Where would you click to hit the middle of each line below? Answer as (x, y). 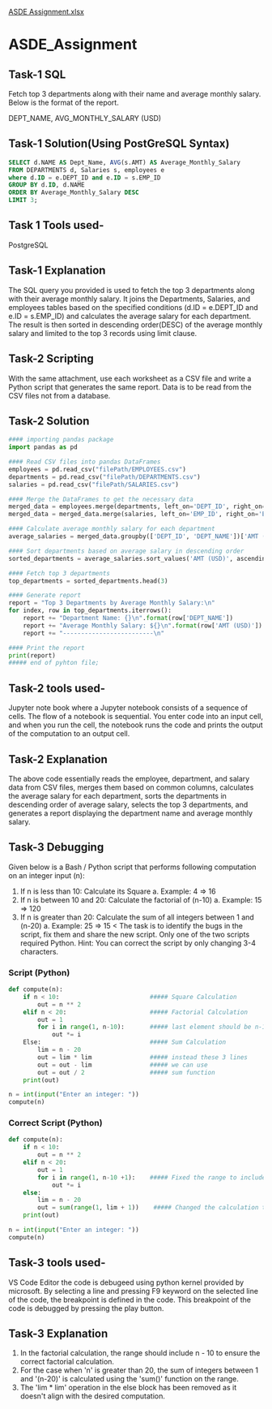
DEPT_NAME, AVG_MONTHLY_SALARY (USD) (85, 118)
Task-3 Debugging (56, 847)
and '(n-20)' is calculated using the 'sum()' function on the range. (129, 1379)
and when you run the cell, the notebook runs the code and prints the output (136, 725)
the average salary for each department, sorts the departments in (117, 795)
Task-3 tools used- (57, 1262)
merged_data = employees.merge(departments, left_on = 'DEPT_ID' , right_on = (137, 506)
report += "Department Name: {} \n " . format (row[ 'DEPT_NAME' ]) (128, 618)
